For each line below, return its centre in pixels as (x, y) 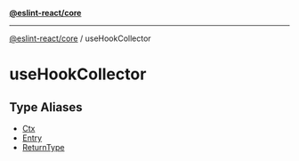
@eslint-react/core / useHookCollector (80, 38)
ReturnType (43, 147)
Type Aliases (46, 107)
